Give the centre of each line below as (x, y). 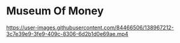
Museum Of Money (55, 11)
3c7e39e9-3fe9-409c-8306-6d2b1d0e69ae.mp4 (67, 33)
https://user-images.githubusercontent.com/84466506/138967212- (90, 27)
